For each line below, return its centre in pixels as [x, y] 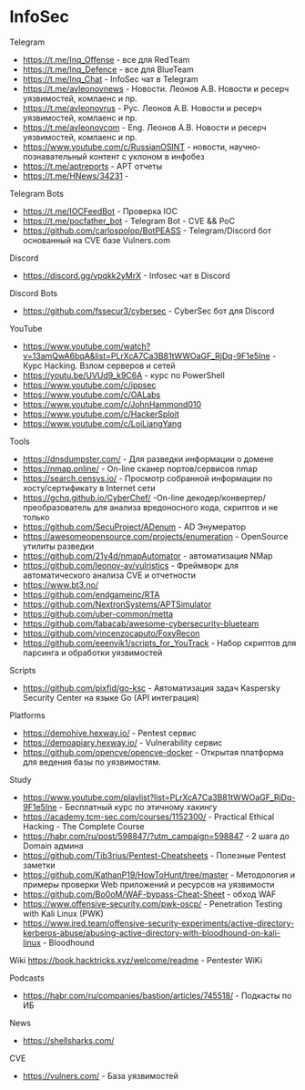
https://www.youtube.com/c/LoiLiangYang [102, 423]
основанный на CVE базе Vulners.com [97, 240]
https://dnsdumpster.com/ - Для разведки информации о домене [148, 458]
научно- [245, 147]
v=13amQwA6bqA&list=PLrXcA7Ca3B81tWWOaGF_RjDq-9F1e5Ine [146, 355]
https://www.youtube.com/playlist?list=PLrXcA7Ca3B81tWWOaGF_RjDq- [159, 797]
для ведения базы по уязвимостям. [91, 762]
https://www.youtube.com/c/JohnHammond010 [112, 404]
